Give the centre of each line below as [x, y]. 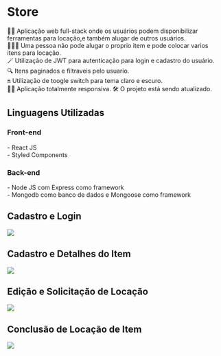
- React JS [22, 147]
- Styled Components [37, 154]
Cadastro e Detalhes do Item [69, 254]
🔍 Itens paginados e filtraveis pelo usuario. [68, 71]
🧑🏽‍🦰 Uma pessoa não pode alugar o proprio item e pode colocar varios [108, 45]
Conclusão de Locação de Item [74, 329]
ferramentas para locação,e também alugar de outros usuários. [97, 38]
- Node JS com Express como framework [66, 187]
